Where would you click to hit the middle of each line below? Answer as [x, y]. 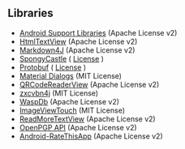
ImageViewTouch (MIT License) [72, 110]
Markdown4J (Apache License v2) [77, 50]
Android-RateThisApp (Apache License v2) [91, 136]
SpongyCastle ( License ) [62, 58]
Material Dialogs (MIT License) [71, 75]
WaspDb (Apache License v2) [69, 101]
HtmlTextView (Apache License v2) [78, 41]
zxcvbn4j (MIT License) [59, 93]
